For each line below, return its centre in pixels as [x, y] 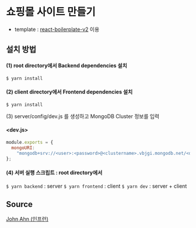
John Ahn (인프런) [27, 219]
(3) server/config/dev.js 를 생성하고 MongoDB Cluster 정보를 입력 [83, 116]
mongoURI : [23, 148]
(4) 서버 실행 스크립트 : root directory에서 [54, 172]
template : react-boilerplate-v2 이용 [57, 29]
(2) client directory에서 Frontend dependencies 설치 [69, 92]
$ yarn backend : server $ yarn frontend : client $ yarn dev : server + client [97, 186]
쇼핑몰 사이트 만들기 [51, 12]
